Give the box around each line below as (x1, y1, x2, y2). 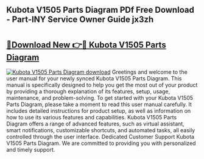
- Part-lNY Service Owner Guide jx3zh (6, 15, 154, 25)
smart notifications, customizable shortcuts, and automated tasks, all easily (6, 127, 195, 133)
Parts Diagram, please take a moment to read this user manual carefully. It (6, 101, 192, 108)
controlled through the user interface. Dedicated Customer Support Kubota (6, 133, 195, 140)
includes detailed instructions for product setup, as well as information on (6, 107, 191, 115)
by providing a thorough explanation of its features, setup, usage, (6, 88, 171, 95)
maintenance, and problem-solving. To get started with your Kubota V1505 (6, 94, 194, 101)
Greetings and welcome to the (111, 68, 188, 76)
